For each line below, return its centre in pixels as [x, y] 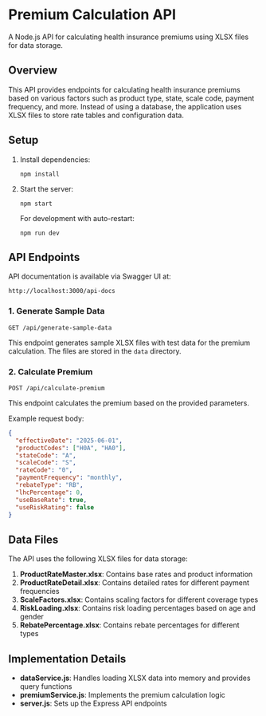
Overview [33, 71]
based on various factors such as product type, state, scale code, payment [131, 98]
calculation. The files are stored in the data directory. [95, 351]
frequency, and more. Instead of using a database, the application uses [125, 106]
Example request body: [46, 418]
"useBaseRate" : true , [51, 500]
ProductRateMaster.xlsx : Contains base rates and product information [136, 574]
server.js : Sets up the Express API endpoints [93, 703]
